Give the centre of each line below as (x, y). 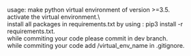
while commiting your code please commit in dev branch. (88, 38)
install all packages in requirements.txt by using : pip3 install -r (95, 24)
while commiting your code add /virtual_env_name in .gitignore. (96, 46)
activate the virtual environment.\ (54, 17)
